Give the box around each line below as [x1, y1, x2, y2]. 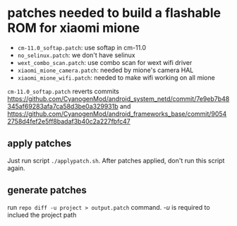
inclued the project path [7, 210, 77, 219]
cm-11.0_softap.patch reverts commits [7, 87, 120, 95]
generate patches [7, 184, 87, 196]
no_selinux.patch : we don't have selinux [17, 51, 135, 59]
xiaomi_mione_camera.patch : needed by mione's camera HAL [17, 66, 194, 74]
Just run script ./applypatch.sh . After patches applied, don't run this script [7, 156, 225, 165]
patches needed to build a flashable [7, 5, 221, 21]
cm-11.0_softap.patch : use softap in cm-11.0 [17, 43, 147, 52]
